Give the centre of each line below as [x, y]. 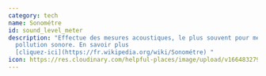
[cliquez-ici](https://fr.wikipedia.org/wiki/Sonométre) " [115, 52]
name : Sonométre [35, 23]
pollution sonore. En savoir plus [72, 45]
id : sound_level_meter [46, 30]
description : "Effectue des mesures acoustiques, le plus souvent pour [129, 38]
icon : [17, 60]
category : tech [33, 15]
